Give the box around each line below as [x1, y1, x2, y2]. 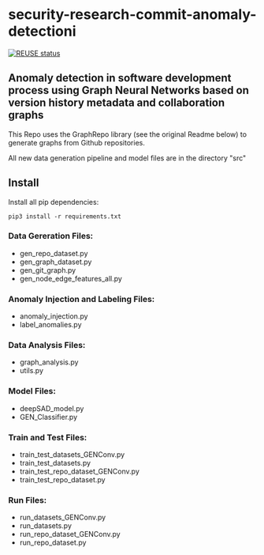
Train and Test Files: [8, 432, 87, 443]
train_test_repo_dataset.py [19, 475, 106, 485]
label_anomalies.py [19, 320, 82, 330]
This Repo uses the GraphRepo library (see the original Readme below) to [8, 129, 247, 139]
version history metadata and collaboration [8, 96, 225, 110]
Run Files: [8, 494, 47, 505]
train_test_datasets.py [19, 459, 91, 468]
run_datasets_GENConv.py [19, 512, 106, 523]
